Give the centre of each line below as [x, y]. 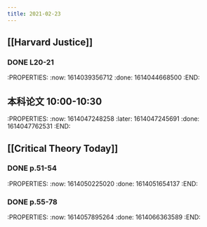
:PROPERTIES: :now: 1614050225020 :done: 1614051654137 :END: [103, 183]
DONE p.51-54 [32, 168]
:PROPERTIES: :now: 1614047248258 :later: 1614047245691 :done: [103, 119]
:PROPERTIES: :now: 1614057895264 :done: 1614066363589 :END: [104, 217]
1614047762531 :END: [39, 127]
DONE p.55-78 [32, 202]
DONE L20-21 [31, 62]
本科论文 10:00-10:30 [55, 102]
